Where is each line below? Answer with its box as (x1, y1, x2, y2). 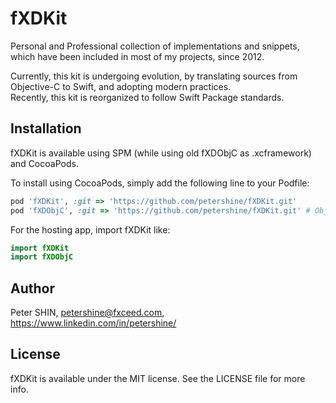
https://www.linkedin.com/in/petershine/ (10, 317, 177, 329)
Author (10, 280, 55, 297)
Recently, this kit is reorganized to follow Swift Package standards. (10, 91, 285, 103)
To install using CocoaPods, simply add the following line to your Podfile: (10, 177, 310, 189)
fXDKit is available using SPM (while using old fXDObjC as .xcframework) (10, 147, 312, 159)
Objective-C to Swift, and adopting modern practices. (10, 80, 232, 92)
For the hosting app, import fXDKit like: (10, 223, 171, 236)
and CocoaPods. (10, 157, 79, 169)
